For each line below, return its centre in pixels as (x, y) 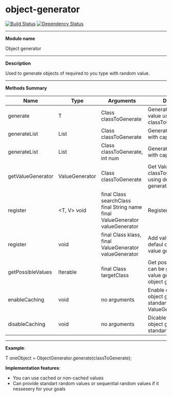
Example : (15, 348)
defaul (155, 244)
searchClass (116, 201)
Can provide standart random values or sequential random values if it (86, 383)
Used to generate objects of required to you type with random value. (78, 73)
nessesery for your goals (39, 389)
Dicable (157, 317)
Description (18, 63)
